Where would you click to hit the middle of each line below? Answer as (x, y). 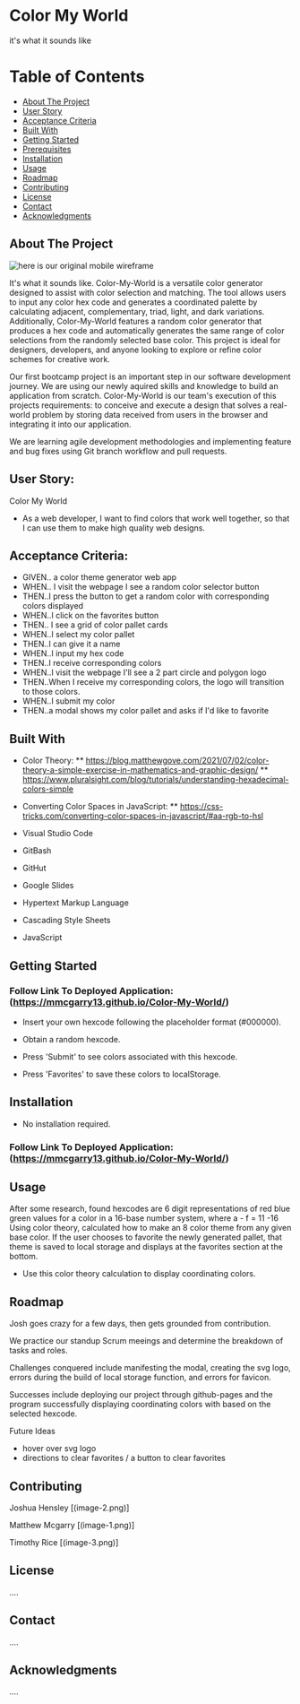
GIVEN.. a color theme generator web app (99, 577)
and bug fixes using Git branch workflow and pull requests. (118, 451)
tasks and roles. (39, 1351)
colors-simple (48, 789)
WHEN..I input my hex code (73, 653)
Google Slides (48, 886)
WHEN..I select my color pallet (78, 635)
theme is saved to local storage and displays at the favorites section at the (146, 1247)
